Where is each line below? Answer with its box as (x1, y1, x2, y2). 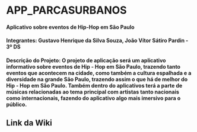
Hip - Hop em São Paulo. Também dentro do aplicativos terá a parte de (6, 82, 183, 89)
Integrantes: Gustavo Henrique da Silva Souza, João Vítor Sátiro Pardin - (6, 37, 189, 44)
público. (6, 101, 27, 108)
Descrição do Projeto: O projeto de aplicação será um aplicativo (6, 57, 166, 64)
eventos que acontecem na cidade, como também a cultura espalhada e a (6, 69, 192, 76)
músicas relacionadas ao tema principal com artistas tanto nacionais (6, 88, 180, 95)
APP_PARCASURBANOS (6, 4, 127, 17)
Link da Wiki (6, 118, 52, 128)
